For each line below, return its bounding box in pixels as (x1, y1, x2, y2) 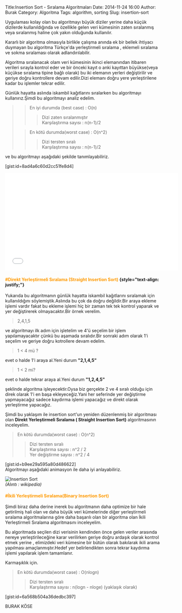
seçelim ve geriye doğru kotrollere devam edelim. (5, 338, 106, 344)
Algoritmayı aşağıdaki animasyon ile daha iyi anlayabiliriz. (5, 466, 122, 472)
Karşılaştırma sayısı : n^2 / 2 (29, 447, 86, 453)
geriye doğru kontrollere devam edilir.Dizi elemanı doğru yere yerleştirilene (5, 75, 157, 81)
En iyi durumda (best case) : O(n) (29, 105, 97, 110)
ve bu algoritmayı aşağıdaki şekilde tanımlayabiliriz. (5, 153, 109, 159)
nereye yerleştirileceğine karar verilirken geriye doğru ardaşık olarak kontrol (5, 534, 159, 540)
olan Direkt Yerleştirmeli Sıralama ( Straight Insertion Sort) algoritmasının (5, 417, 156, 423)
